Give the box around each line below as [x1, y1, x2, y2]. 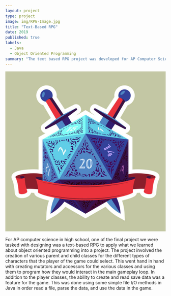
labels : [5, 41, 22, 46]
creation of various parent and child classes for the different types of [5, 252, 150, 258]
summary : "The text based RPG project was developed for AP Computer [5, 56, 156, 61]
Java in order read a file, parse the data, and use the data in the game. [5, 285, 153, 291]
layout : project [5, 8, 40, 13]
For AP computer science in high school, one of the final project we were [5, 236, 158, 242]
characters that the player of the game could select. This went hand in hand [5, 258, 164, 264]
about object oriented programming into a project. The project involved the [5, 247, 162, 253]
